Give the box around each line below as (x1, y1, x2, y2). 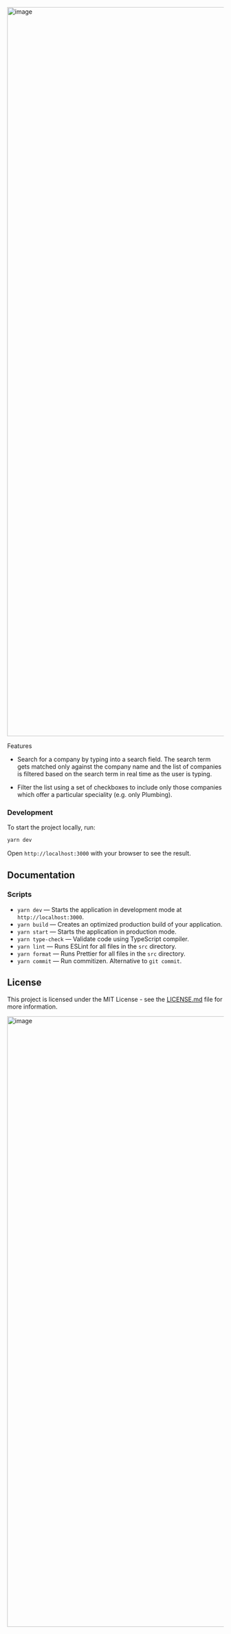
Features (7, 742, 32, 750)
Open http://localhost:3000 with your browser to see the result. (7, 849, 191, 858)
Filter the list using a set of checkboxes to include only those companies (16, 783, 222, 791)
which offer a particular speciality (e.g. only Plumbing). (16, 791, 173, 798)
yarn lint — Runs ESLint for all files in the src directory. (16, 942, 177, 950)
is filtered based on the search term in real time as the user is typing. (16, 770, 212, 778)
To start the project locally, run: (7, 823, 96, 831)
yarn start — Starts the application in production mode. (16, 927, 177, 936)
